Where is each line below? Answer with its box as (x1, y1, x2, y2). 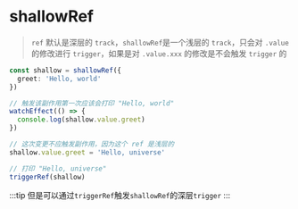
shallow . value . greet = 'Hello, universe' (9, 147, 166, 157)
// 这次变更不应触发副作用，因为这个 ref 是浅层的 (9, 140, 175, 149)
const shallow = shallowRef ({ (9, 65, 122, 75)
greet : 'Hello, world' (17, 74, 102, 83)
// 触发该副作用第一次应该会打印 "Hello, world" (9, 98, 175, 108)
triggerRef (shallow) (9, 172, 87, 181)
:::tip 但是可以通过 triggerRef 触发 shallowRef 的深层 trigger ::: (9, 189, 230, 200)
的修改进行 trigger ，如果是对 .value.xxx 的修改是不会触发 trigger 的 (30, 47, 287, 59)
